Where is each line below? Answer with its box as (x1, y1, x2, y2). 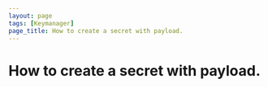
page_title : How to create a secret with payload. (8, 27, 184, 35)
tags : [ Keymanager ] (8, 19, 75, 27)
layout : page (8, 11, 53, 20)
